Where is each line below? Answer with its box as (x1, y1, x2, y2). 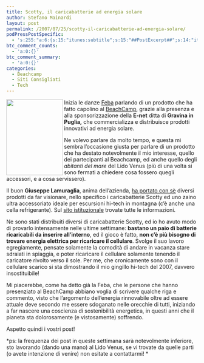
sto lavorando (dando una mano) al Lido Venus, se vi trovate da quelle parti (6, 344, 194, 351)
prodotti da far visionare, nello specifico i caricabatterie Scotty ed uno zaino (6, 194, 197, 200)
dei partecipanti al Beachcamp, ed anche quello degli (64, 156, 197, 163)
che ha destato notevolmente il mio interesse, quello (64, 149, 194, 157)
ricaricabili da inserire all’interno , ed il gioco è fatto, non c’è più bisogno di (6, 231, 196, 238)
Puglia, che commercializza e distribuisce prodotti (64, 118, 190, 125)
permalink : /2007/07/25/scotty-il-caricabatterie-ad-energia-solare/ (6, 25, 186, 32)
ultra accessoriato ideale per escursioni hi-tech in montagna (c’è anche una (6, 200, 195, 207)
